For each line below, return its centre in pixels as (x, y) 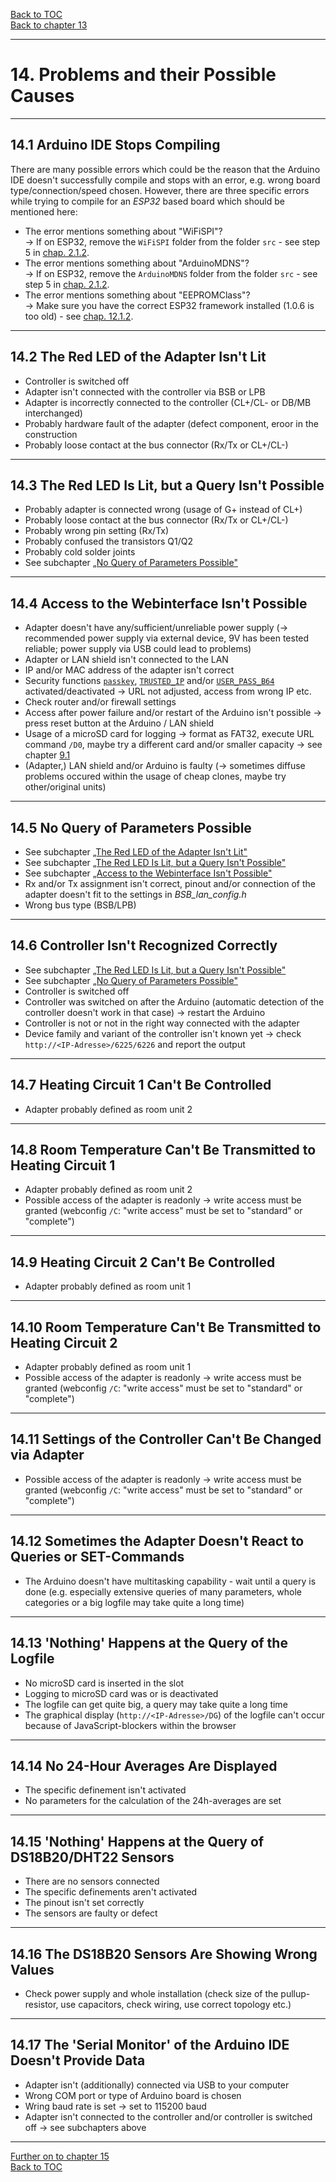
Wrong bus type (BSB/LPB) (80, 905)
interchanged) (53, 413)
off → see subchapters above (85, 2127)
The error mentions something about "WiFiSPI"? (123, 231)
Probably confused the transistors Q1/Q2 (108, 541)
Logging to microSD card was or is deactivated (121, 1693)
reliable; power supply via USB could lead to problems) (138, 649)
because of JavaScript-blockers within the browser (130, 1725)
